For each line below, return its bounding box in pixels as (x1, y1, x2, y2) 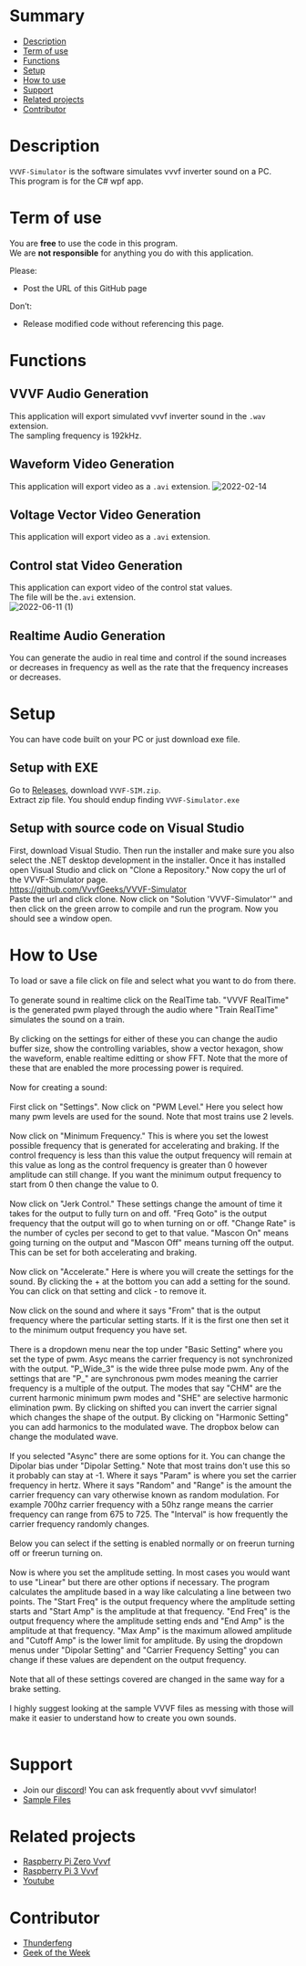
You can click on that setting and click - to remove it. (9, 1285, 207, 1297)
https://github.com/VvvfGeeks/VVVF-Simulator (9, 883, 187, 895)
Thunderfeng (22, 1938, 73, 1949)
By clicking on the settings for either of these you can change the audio (9, 1033, 278, 1044)
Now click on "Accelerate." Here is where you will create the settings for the (9, 1266, 294, 1277)
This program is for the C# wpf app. (9, 175, 144, 186)
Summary (9, 5, 85, 26)
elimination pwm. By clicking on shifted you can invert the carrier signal (9, 1402, 278, 1413)
